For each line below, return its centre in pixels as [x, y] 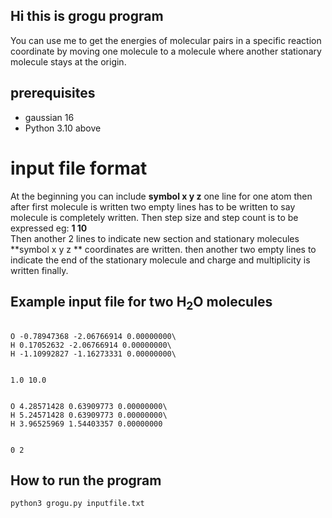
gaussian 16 [49, 117]
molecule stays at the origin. [68, 61]
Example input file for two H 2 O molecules [141, 303]
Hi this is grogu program [87, 16]
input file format [79, 168]
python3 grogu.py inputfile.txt [77, 504]
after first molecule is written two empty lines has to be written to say [153, 206]
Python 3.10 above [63, 128]
